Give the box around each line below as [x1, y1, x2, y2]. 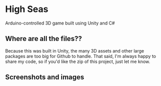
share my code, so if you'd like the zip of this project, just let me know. [5, 58, 150, 64]
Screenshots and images [5, 73, 84, 81]
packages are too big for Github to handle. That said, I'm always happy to [5, 53, 156, 59]
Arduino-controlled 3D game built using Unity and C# [5, 20, 115, 26]
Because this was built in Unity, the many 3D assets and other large [5, 47, 144, 53]
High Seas [5, 3, 48, 15]
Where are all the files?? [5, 34, 82, 43]
